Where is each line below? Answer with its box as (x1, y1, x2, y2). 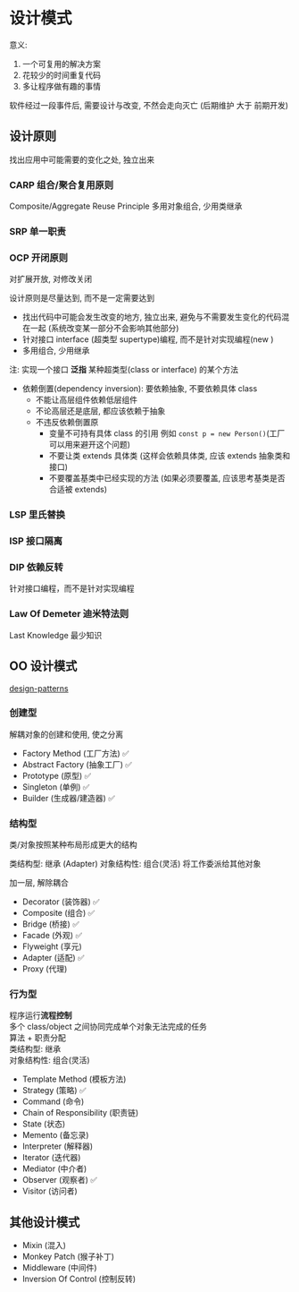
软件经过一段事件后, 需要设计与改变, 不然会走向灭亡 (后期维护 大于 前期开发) (9, 99, 288, 110)
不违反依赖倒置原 (35, 417, 99, 428)
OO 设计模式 (9, 659, 78, 674)
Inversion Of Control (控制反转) (21, 1273, 137, 1285)
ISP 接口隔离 (9, 535, 63, 547)
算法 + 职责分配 (9, 1032, 67, 1043)
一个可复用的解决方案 (21, 58, 101, 69)
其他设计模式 (9, 1214, 80, 1229)
